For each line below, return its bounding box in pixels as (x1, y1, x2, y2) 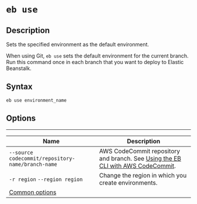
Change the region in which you (98, 171, 187, 179)
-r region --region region (9, 176, 83, 183)
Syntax (6, 82, 33, 92)
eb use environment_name (6, 97, 67, 103)
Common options (9, 188, 57, 196)
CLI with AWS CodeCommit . (98, 162, 176, 170)
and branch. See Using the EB (98, 154, 182, 162)
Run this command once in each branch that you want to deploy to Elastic (6, 59, 184, 65)
